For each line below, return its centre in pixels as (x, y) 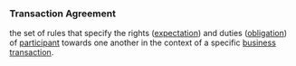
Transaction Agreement (62, 14)
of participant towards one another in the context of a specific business (143, 42)
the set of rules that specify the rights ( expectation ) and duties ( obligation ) (148, 33)
